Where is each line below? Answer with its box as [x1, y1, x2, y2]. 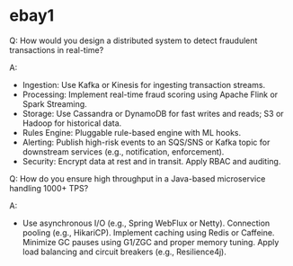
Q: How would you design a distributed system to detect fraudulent [9, 35, 258, 46]
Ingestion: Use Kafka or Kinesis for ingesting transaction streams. [22, 79, 266, 90]
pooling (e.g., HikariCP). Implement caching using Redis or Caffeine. [22, 226, 275, 238]
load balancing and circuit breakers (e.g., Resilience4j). [22, 246, 226, 257]
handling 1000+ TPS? [9, 182, 89, 193]
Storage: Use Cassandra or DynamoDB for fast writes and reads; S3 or [22, 108, 285, 119]
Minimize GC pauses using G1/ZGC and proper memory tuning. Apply [22, 236, 280, 247]
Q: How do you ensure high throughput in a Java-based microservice [9, 173, 266, 184]
